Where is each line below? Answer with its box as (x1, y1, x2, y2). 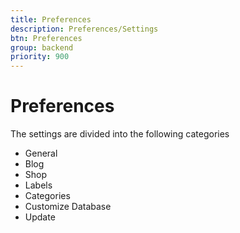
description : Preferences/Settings (10, 24, 159, 34)
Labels (24, 179, 53, 191)
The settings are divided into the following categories (10, 128, 230, 140)
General (24, 147, 58, 160)
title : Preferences (10, 14, 92, 25)
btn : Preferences (10, 33, 83, 43)
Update (24, 211, 56, 223)
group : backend (10, 42, 74, 53)
